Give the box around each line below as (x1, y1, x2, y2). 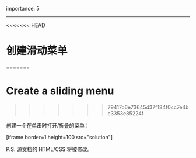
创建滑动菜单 (6, 44, 68, 57)
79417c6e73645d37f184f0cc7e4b (107, 104, 189, 111)
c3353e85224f (107, 109, 144, 116)
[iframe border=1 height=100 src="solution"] (6, 133, 113, 140)
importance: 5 (6, 5, 40, 12)
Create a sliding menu (6, 84, 114, 98)
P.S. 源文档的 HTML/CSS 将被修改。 (6, 146, 93, 153)
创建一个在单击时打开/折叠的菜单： (6, 122, 90, 129)
